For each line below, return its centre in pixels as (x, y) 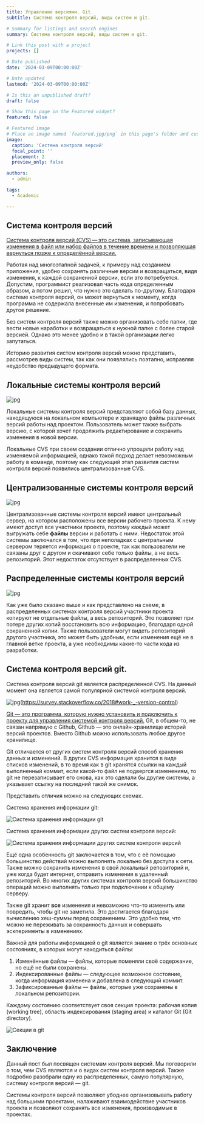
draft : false (23, 101)
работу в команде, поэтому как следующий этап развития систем (93, 462)
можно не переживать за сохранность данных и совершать (84, 925)
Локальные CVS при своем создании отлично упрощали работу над (95, 449)
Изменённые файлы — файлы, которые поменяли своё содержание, (104, 961)
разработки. (22, 650)
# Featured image (28, 128)
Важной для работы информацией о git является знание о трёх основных (102, 943)
